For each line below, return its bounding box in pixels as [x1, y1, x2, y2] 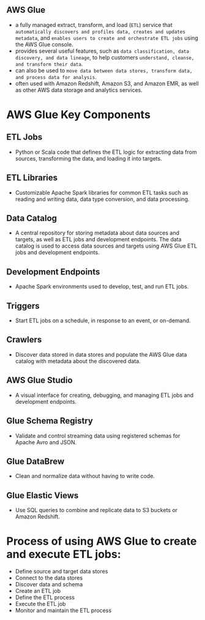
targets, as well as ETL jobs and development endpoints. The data [15, 236, 182, 243]
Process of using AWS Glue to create [6, 534, 197, 548]
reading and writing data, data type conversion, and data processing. [15, 195, 190, 203]
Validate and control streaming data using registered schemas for [15, 432, 181, 439]
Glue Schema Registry [6, 416, 94, 426]
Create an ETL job [15, 588, 61, 595]
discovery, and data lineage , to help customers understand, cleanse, [15, 53, 195, 61]
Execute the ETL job [15, 600, 66, 608]
